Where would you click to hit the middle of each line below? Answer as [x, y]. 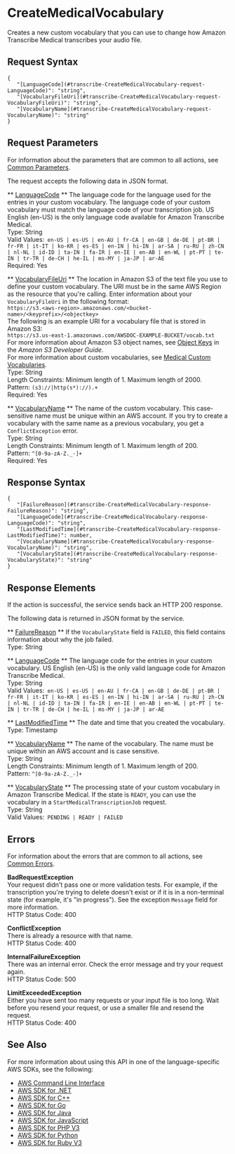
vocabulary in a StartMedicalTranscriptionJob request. [87, 802]
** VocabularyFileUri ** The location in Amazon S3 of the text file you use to [117, 278]
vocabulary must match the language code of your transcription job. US [111, 210]
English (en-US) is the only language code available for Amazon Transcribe [116, 217]
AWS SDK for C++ [43, 1098]
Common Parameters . [39, 167]
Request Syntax [43, 62]
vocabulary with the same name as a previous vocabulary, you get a [106, 423]
